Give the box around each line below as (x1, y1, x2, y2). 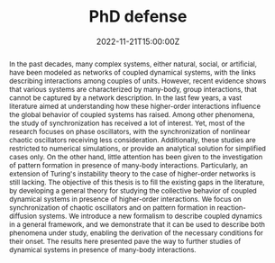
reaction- (216, 203, 246, 213)
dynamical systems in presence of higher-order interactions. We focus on (8, 194, 242, 204)
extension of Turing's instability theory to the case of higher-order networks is (8, 168, 256, 178)
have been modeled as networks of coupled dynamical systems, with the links (8, 68, 256, 77)
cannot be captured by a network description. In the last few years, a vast (8, 93, 242, 103)
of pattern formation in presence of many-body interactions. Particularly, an (8, 160, 248, 170)
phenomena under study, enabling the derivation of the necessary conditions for (8, 228, 263, 238)
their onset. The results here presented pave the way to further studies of (8, 236, 242, 246)
